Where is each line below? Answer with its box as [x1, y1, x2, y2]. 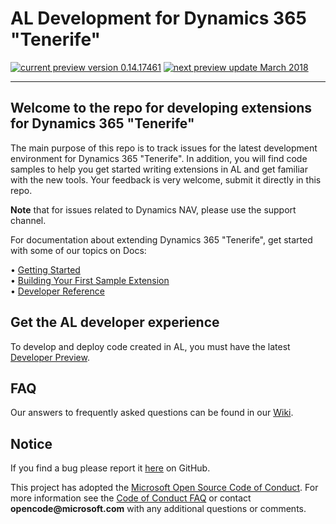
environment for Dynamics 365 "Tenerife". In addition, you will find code [10, 152, 308, 164]
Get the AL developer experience [10, 314, 220, 331]
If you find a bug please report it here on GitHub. [10, 462, 211, 474]
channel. [10, 214, 47, 226]
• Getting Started [10, 263, 81, 276]
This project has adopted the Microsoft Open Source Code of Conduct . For [10, 482, 319, 494]
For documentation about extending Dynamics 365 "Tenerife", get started [10, 233, 313, 246]
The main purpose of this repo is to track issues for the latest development [10, 142, 318, 154]
